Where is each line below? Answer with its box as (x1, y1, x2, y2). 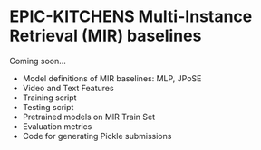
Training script (22, 92, 77, 103)
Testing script (22, 101, 74, 112)
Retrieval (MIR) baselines (9, 25, 202, 46)
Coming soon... (9, 55, 66, 66)
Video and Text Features (22, 82, 115, 93)
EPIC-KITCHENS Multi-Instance (9, 6, 253, 27)
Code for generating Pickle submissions (22, 130, 172, 141)
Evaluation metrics (22, 120, 92, 132)
